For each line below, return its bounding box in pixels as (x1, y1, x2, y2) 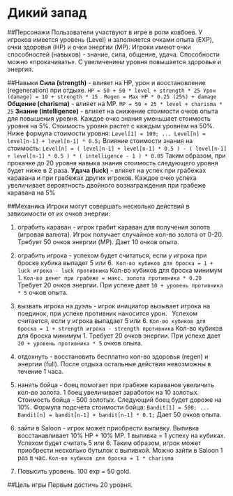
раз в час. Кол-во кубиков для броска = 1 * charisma (17, 453, 174, 462)
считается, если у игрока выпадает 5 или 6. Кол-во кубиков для (17, 316, 206, 325)
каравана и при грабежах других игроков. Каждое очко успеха (7, 173, 197, 182)
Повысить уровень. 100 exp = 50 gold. (17, 467, 131, 475)
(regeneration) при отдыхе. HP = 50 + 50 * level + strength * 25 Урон (7, 86, 216, 94)
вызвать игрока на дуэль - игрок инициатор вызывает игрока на (17, 301, 211, 310)
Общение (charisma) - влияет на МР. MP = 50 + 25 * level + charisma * (7, 99, 223, 107)
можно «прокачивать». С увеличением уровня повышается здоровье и (7, 57, 222, 66)
